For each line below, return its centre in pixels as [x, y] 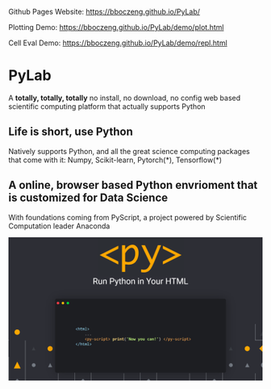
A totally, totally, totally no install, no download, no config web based [125, 98]
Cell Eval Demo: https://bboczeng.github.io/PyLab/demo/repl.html [118, 43]
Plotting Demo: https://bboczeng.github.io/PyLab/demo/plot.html [116, 27]
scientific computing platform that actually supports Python [107, 106]
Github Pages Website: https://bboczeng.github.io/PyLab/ [104, 12]
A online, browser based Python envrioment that [133, 185]
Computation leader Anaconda [59, 226]
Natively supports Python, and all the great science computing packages [129, 151]
